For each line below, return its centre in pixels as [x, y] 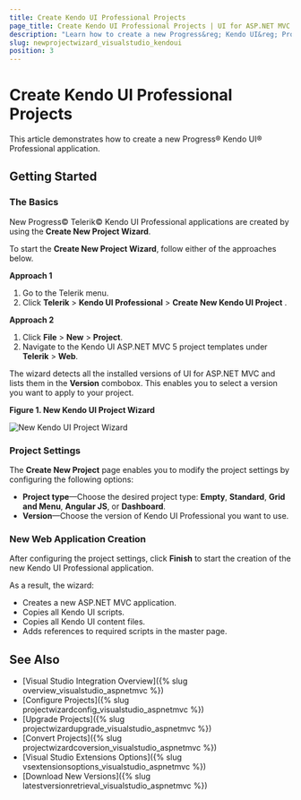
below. [21, 258]
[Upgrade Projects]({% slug [73, 719]
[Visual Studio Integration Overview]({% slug [105, 681]
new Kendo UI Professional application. [82, 568]
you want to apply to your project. [72, 392]
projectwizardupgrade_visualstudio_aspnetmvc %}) [117, 729]
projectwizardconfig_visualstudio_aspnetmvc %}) [113, 710]
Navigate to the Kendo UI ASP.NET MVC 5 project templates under [145, 347]
